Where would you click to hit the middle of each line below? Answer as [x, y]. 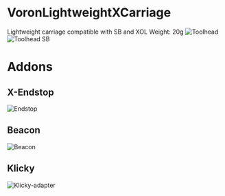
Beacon [24, 130]
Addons [30, 67]
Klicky [21, 169]
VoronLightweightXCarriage [89, 13]
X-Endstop [31, 92]
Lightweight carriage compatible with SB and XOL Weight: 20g [95, 32]
